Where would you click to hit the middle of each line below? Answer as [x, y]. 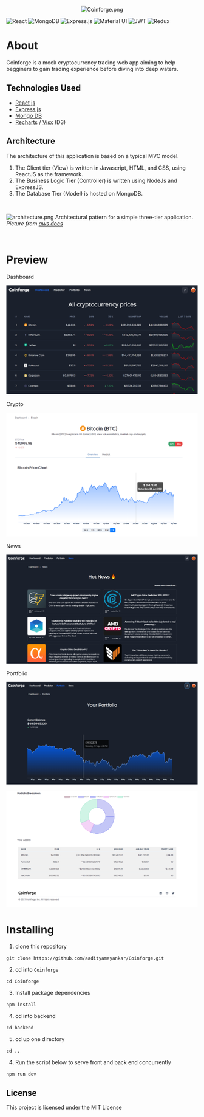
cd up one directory [40, 1039]
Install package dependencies [53, 993]
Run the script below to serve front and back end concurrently [93, 1062]
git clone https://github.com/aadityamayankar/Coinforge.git [85, 958]
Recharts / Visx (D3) [40, 122]
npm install [21, 1005]
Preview [27, 260]
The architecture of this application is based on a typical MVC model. [93, 156]
